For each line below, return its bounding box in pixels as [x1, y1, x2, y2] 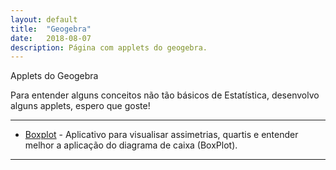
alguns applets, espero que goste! [10, 100, 151, 112]
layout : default [10, 14, 78, 25]
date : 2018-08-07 [10, 33, 92, 43]
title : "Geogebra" [10, 24, 92, 34]
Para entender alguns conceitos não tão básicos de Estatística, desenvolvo [10, 89, 320, 101]
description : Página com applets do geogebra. [10, 42, 208, 53]
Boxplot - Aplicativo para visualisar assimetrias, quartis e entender [24, 129, 299, 141]
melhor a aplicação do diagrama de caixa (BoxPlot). [24, 139, 238, 151]
